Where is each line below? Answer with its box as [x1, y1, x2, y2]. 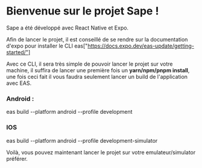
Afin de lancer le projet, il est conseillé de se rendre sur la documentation [6, 36, 188, 43]
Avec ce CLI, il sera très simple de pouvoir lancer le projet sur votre [6, 60, 173, 67]
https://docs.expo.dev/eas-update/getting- [87, 42, 195, 49]
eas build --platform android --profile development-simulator [6, 137, 158, 144]
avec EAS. [6, 79, 32, 87]
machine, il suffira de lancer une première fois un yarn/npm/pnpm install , [6, 66, 190, 73]
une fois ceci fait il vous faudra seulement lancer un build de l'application [6, 73, 188, 80]
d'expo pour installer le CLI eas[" [6, 42, 88, 49]
